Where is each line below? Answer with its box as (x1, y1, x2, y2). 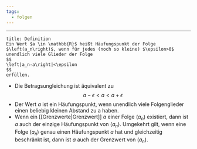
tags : (6, 8, 19, 15)
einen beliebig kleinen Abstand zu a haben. (14, 107, 119, 114)
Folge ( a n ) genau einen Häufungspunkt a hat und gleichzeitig (14, 128, 163, 137)
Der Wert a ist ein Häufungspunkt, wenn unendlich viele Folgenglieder (14, 101, 185, 108)
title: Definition (6, 36, 51, 42)
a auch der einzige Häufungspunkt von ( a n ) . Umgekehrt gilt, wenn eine (14, 121, 186, 130)
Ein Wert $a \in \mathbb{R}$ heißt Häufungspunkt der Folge (6, 41, 157, 47)
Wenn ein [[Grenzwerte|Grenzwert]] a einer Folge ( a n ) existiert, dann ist (14, 113, 189, 121)
